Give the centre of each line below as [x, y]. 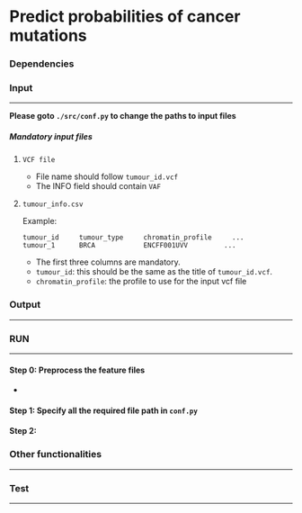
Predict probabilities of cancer [125, 17]
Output [25, 305]
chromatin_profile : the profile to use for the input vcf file [141, 282]
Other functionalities [55, 454]
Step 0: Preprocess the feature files [77, 370]
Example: [40, 221]
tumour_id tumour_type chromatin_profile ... [133, 238]
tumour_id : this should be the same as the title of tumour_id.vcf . [154, 272]
